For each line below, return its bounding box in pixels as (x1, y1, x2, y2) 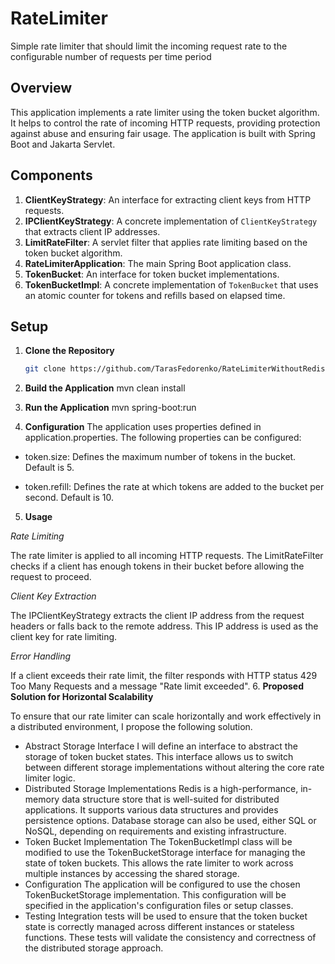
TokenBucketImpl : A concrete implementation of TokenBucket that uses (24, 278, 319, 291)
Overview (10, 80, 73, 97)
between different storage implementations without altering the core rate (24, 762, 325, 774)
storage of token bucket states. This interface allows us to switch (24, 751, 294, 763)
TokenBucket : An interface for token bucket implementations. (24, 268, 280, 280)
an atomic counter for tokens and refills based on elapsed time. (24, 289, 286, 301)
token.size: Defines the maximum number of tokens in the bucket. (24, 451, 297, 463)
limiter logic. (24, 772, 76, 784)
